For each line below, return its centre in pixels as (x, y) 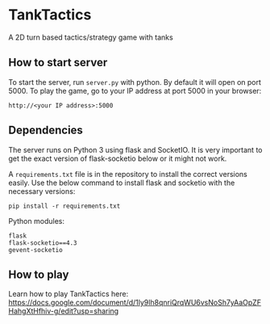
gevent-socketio (35, 250)
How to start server (58, 63)
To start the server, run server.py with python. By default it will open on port (135, 82)
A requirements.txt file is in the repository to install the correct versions (128, 174)
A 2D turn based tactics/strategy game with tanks (91, 37)
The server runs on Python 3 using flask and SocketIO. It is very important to (135, 149)
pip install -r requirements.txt (64, 206)
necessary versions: (42, 191)
